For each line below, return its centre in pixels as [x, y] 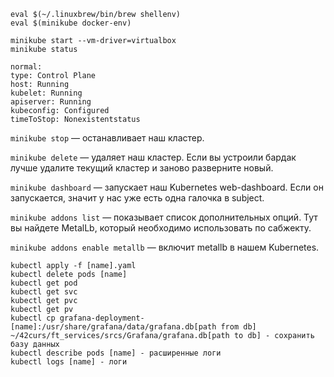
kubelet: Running [46, 93]
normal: [26, 67]
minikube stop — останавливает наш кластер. [107, 138]
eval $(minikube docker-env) [71, 23]
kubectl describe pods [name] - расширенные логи [116, 353]
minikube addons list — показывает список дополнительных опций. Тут [164, 217]
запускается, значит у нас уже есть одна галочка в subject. [137, 198]
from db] [238, 327]
